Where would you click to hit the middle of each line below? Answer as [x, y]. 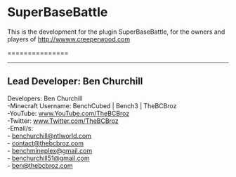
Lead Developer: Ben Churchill [75, 81]
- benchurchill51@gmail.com [48, 158]
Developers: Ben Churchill [45, 98]
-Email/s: [20, 128]
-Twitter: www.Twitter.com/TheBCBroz [63, 121]
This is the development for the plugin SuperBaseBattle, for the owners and [116, 32]
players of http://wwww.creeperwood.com [69, 39]
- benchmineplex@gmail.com [50, 150]
